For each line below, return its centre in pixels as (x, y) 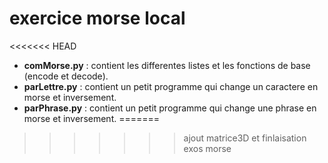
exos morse (207, 148)
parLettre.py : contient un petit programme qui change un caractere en (171, 86)
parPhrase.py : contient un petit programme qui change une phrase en (170, 108)
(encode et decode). (66, 76)
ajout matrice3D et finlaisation (245, 138)
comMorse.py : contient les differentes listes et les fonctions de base (167, 65)
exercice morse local (97, 18)
